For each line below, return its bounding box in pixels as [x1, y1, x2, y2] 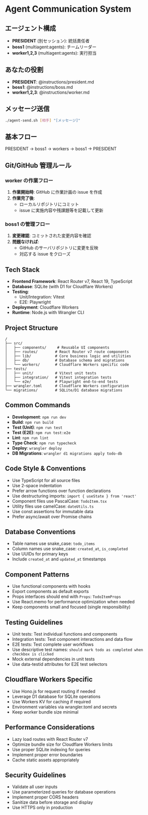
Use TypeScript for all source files [12, 477, 81, 483]
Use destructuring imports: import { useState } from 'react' [12, 493, 137, 498]
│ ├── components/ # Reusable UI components [5, 345, 110, 350]
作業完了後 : [12, 195, 35, 201]
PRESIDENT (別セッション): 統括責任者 [12, 38, 90, 43]
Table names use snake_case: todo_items [12, 540, 95, 547]
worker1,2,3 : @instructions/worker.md [12, 89, 90, 95]
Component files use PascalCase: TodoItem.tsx [12, 498, 107, 504]
